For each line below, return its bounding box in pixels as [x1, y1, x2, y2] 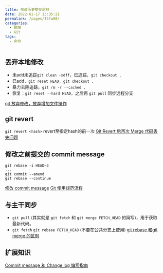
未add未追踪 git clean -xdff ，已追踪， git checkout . [12, 72, 122, 78]
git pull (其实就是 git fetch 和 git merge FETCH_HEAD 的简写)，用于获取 [12, 215, 158, 220]
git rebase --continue [5, 176, 51, 181]
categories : [5, 20, 29, 26]
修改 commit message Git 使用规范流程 [5, 185, 83, 191]
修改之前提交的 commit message [5, 150, 105, 158]
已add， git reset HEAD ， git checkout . [12, 78, 94, 84]
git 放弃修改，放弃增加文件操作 [5, 100, 67, 106]
